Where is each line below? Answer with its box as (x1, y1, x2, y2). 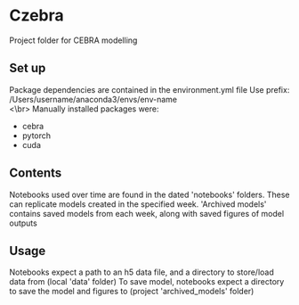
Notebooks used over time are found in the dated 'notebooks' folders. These (9, 189, 290, 200)
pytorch (21, 130, 52, 141)
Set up (9, 61, 46, 76)
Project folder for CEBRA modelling (9, 35, 138, 45)
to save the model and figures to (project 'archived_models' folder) (9, 286, 255, 297)
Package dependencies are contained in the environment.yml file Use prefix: (9, 84, 290, 95)
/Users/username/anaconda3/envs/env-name (9, 94, 178, 104)
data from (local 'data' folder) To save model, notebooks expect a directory (9, 276, 285, 287)
